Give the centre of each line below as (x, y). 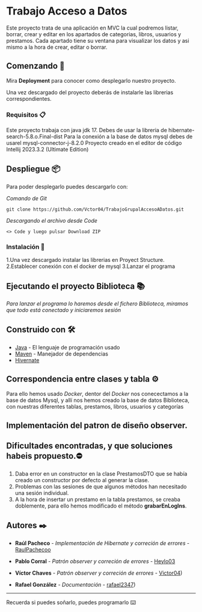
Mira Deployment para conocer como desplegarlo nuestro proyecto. (91, 80)
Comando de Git (26, 198)
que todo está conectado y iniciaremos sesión (64, 310)
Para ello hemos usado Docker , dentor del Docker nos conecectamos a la (97, 394)
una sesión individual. (42, 492)
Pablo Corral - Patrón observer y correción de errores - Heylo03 (95, 561)
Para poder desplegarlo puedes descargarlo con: (67, 186)
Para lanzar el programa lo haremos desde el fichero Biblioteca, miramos (97, 304)
